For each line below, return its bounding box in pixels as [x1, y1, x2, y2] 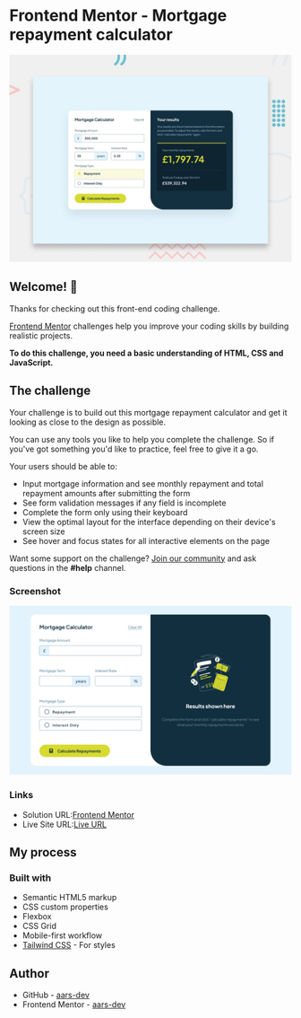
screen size [21, 526, 65, 537]
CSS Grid [21, 921, 56, 932]
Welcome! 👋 [9, 279, 78, 294]
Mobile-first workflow [21, 930, 103, 941]
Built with [9, 872, 52, 884]
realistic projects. [9, 329, 73, 341]
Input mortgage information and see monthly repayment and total [21, 478, 264, 489]
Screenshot [9, 584, 61, 597]
